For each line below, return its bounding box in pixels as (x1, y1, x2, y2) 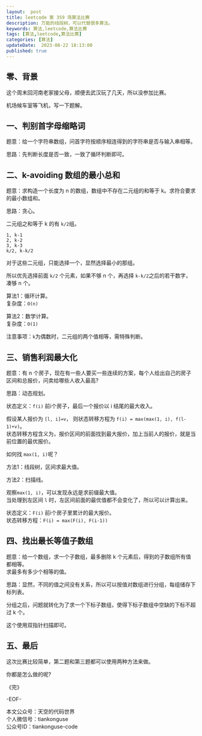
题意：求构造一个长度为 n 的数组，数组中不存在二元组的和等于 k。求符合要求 (6, 187, 196, 194)
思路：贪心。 (6, 207, 38, 215)
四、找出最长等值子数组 (6, 536, 93, 546)
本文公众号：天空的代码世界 (6, 708, 75, 715)
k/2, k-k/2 (6, 248, 34, 254)
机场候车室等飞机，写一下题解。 (6, 102, 85, 109)
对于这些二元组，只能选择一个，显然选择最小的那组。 (6, 259, 138, 266)
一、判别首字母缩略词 (6, 121, 85, 131)
